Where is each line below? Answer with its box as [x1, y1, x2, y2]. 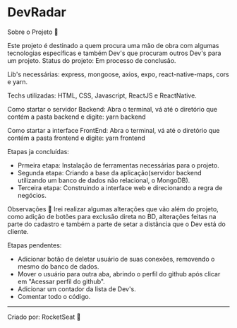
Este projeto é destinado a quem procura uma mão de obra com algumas [7, 41, 220, 49]
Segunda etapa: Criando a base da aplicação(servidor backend [17, 168, 202, 177]
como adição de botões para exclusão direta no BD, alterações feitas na [7, 212, 217, 221]
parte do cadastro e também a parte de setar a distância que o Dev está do [7, 220, 226, 228]
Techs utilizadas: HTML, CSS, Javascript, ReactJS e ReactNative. [7, 91, 197, 100]
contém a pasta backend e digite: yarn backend [7, 112, 146, 121]
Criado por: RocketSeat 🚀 [7, 312, 81, 321]
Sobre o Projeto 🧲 [7, 28, 59, 36]
